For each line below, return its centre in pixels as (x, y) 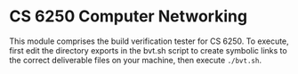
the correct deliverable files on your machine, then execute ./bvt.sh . (136, 60)
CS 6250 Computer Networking (128, 16)
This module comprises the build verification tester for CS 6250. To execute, (149, 41)
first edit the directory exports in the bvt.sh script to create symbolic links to (148, 50)
